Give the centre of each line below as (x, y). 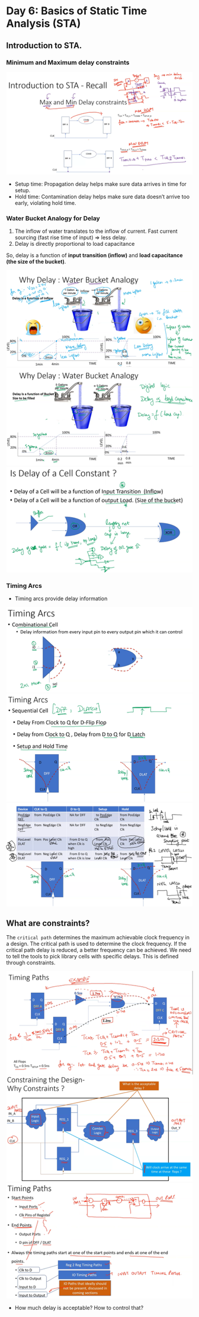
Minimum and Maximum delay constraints (68, 62)
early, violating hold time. (45, 202)
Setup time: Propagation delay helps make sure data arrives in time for (100, 184)
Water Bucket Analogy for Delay (53, 218)
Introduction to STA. (44, 45)
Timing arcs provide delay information (61, 599)
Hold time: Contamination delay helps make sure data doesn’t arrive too (102, 197)
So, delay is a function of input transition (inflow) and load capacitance (94, 255)
